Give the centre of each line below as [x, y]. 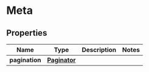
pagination [25, 60]
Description [99, 50]
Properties [27, 33]
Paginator [61, 60]
